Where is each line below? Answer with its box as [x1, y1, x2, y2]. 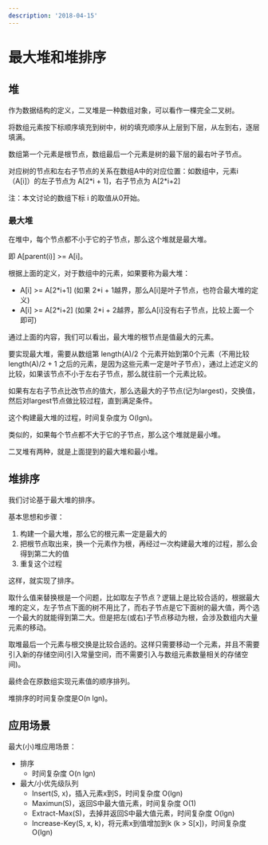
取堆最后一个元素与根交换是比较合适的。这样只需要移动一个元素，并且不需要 [8, 639, 260, 649]
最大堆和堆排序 [8, 49, 107, 66]
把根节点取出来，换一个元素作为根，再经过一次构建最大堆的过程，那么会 [19, 539, 258, 548]
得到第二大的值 [19, 548, 69, 558]
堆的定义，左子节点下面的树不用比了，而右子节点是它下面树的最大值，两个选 [8, 603, 260, 612]
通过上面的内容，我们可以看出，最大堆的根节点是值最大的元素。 [8, 332, 218, 341]
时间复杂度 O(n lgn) [31, 768, 96, 778]
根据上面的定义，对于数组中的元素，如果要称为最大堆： [8, 268, 190, 277]
